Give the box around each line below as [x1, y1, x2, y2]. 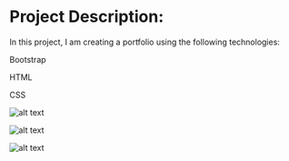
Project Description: [9, 6, 164, 27]
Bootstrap [9, 54, 47, 65]
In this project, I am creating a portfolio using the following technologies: [9, 36, 280, 47]
